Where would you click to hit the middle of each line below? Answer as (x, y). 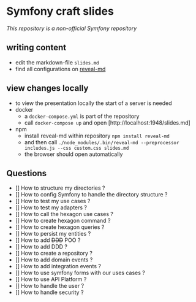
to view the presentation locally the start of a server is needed (94, 103)
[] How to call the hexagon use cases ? (64, 214)
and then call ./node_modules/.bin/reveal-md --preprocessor (102, 142)
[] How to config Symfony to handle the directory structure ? (91, 195)
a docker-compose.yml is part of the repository (82, 116)
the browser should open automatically (73, 154)
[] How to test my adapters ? (51, 207)
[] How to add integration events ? (58, 266)
